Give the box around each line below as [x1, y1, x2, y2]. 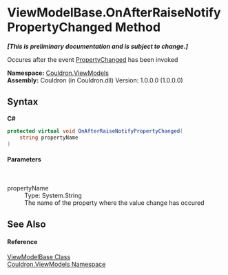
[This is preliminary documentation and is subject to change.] [7, 42, 188, 50]
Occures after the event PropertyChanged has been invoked [7, 55, 178, 63]
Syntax [7, 96, 39, 108]
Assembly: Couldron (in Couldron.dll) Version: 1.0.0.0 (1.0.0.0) [7, 76, 184, 84]
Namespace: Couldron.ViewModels [7, 69, 109, 77]
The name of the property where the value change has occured [24, 198, 205, 207]
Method [114, 19, 160, 35]
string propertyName [19, 134, 79, 141]
